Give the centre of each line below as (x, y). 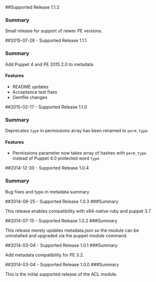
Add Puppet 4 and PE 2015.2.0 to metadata (49, 64)
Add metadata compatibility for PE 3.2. (45, 255)
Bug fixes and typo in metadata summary (47, 191)
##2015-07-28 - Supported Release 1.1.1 (46, 41)
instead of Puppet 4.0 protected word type (56, 158)
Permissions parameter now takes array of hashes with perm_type (79, 153)
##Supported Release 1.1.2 (32, 7)
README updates (30, 87)
